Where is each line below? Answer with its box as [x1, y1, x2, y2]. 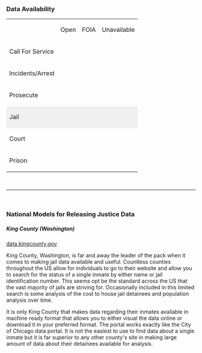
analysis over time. [6, 296, 53, 304]
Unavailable [102, 26, 135, 34]
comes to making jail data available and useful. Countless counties [6, 258, 171, 266]
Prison [9, 156, 28, 165]
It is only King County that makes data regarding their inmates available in [6, 308, 189, 316]
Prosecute [9, 91, 38, 99]
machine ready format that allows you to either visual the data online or [6, 315, 183, 322]
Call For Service [9, 48, 54, 56]
